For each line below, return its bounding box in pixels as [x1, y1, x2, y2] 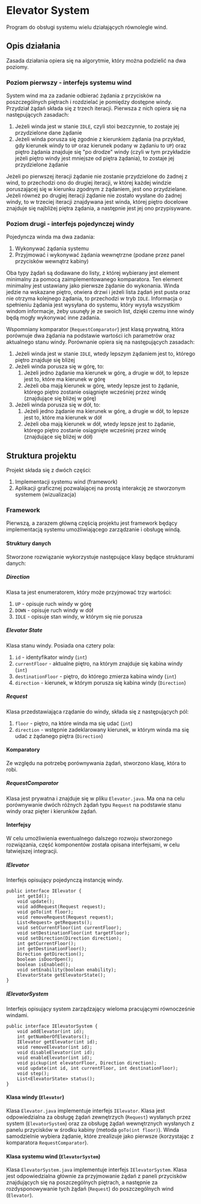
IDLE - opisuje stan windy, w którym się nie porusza [14, 613, 143, 620]
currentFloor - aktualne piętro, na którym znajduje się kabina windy [14, 659, 183, 667]
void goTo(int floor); [17, 909, 74, 915]
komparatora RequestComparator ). [6, 1139, 89, 1146]
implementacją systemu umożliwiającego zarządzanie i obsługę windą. [6, 526, 182, 533]
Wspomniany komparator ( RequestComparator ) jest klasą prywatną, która [6, 326, 185, 333]
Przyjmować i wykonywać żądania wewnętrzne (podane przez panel [14, 251, 185, 258]
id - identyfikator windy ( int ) [14, 653, 88, 661]
